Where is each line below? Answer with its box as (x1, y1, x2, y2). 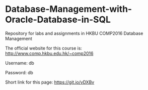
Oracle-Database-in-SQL (5, 14, 111, 25)
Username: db (5, 60, 35, 66)
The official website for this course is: (5, 45, 82, 51)
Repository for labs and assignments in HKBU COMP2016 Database (5, 30, 144, 36)
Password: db (5, 69, 33, 75)
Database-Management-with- (5, 3, 132, 15)
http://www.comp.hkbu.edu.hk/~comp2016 (5, 50, 93, 56)
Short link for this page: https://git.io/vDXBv (5, 79, 94, 85)
